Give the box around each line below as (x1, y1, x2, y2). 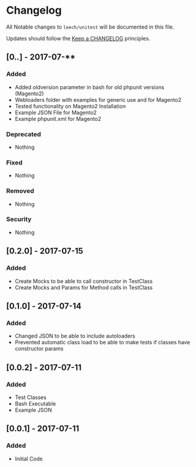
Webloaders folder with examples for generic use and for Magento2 (14, 96, 182, 103)
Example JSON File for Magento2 (14, 108, 97, 116)
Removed (6, 187, 35, 195)
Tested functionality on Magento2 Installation (14, 102, 126, 110)
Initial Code (14, 455, 43, 462)
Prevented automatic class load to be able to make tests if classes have (14, 339, 191, 346)
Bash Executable (14, 400, 57, 407)
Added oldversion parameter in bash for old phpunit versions (14, 83, 165, 91)
